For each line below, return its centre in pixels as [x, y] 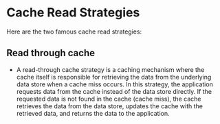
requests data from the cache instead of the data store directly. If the [114, 91]
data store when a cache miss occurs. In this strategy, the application [115, 84]
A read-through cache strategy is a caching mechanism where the [110, 69]
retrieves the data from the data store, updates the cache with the [110, 106]
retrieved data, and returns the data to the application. [93, 113]
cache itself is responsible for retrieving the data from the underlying [114, 77]
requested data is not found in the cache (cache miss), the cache [109, 99]
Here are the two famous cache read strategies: [74, 32]
